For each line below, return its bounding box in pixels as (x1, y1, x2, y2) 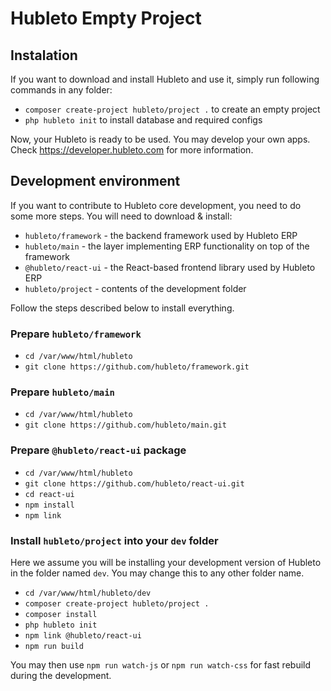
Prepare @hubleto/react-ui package (10, 443, 187, 457)
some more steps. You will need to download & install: (10, 210, 233, 222)
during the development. (10, 670, 112, 681)
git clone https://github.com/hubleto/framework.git (24, 362, 250, 372)
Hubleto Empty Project (10, 7, 202, 30)
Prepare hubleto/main (10, 385, 115, 399)
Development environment (10, 173, 181, 190)
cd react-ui (24, 489, 75, 499)
